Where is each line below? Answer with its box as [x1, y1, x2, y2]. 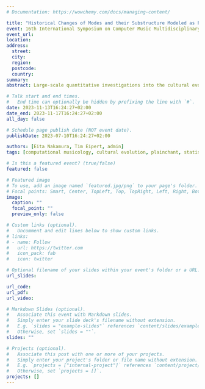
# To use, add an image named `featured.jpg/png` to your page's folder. [6, 182, 198, 189]
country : [12, 71, 34, 77]
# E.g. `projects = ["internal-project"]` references [6, 362, 151, 369]
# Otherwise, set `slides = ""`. [6, 329, 97, 335]
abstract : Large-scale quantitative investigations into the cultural [6, 82, 190, 88]
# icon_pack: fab [6, 251, 56, 257]
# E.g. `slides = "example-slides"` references [6, 323, 135, 329]
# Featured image [6, 177, 51, 183]
